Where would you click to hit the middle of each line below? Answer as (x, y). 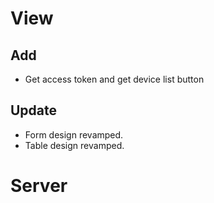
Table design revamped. (74, 145)
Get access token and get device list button (114, 79)
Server (39, 186)
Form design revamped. (74, 134)
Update (34, 110)
